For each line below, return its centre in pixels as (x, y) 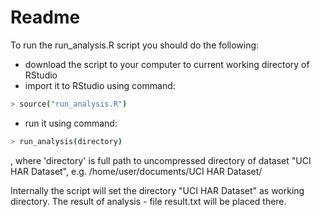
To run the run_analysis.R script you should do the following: (135, 45)
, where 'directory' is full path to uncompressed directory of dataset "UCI (161, 160)
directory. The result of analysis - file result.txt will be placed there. (148, 201)
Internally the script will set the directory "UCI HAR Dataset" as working (157, 190)
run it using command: (71, 123)
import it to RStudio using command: (100, 85)
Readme (45, 17)
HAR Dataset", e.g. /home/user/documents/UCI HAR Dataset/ (136, 171)
